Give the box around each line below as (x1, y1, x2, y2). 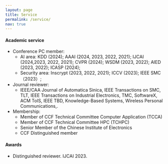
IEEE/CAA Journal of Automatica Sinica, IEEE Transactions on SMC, (20, 87, 161, 93)
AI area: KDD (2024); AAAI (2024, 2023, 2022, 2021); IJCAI (20, 54, 144, 60)
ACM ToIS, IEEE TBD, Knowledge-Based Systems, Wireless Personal (20, 98, 163, 104)
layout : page (5, 7, 33, 13)
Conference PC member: (12, 49, 65, 55)
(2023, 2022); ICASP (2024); (20, 64, 81, 71)
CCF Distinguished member (20, 130, 78, 136)
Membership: (12, 108, 40, 114)
